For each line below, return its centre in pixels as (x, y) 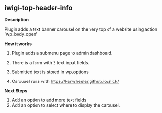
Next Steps (16, 90)
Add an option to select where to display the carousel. (66, 105)
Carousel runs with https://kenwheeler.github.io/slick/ (65, 81)
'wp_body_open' (21, 34)
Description (17, 19)
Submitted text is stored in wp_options (50, 72)
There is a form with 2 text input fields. (50, 62)
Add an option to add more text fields (49, 100)
